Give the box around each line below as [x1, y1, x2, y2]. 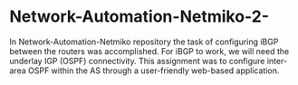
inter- [266, 55, 288, 66]
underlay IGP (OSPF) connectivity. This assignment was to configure [9, 55, 265, 66]
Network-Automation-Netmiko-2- [9, 6, 270, 27]
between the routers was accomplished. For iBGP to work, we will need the [9, 45, 290, 56]
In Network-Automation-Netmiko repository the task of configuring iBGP [9, 36, 279, 47]
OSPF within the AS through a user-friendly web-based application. [27, 65, 280, 76]
